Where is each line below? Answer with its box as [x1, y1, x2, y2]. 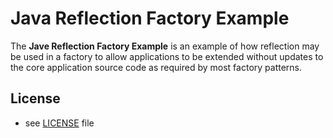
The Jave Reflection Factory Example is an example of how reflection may [10, 40, 320, 52]
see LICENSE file [24, 117, 95, 129]
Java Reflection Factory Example [10, 7, 290, 30]
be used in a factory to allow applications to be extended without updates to [10, 50, 324, 62]
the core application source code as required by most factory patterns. [10, 61, 303, 73]
